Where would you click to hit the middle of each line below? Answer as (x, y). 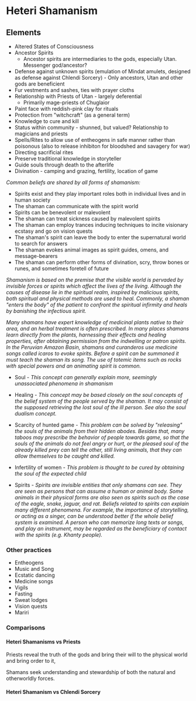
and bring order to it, (31, 661)
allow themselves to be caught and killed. (65, 456)
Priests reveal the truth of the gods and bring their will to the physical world (97, 655)
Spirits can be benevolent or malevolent (62, 212)
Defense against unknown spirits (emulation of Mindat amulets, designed (102, 71)
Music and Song (34, 569)
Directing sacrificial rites (44, 152)
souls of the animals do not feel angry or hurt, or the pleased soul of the (102, 443)
